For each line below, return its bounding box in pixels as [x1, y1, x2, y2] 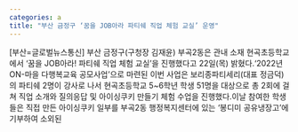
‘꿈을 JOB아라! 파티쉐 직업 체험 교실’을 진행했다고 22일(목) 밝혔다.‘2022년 [25, 58, 283, 68]
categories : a [9, 12, 62, 22]
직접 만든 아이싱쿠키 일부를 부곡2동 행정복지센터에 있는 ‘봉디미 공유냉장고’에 [25, 102, 289, 113]
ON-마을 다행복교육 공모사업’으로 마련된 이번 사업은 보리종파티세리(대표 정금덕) [9, 68, 285, 80]
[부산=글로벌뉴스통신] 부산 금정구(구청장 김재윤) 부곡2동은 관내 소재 [9, 46, 245, 58]
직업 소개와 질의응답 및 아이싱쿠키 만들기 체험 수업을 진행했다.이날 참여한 [18, 90, 270, 102]
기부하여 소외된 [9, 113, 62, 124]
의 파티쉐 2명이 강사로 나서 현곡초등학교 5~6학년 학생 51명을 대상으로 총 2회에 [9, 80, 281, 90]
